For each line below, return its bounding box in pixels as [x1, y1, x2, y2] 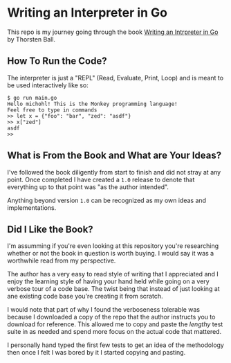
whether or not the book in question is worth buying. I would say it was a [7, 249, 214, 258]
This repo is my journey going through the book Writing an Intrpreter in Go [7, 28, 219, 36]
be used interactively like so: [7, 81, 89, 89]
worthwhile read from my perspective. [7, 256, 116, 265]
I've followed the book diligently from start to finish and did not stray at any [7, 168, 221, 176]
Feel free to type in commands [7, 106, 98, 114]
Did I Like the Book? [7, 223, 93, 235]
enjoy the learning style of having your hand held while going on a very [7, 277, 210, 285]
